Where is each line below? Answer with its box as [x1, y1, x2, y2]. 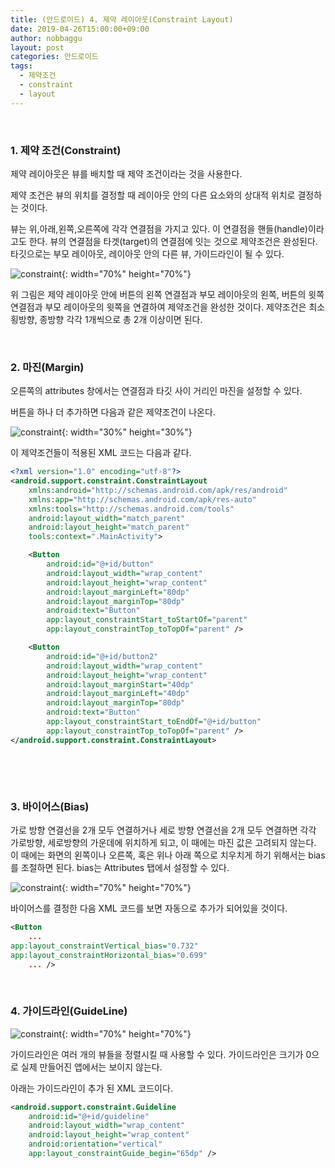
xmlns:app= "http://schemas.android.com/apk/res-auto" [28, 494, 257, 505]
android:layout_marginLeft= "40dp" [46, 689, 190, 699]
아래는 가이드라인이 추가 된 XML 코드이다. [10, 1082, 173, 1094]
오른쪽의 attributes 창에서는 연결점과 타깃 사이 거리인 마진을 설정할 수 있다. [10, 385, 303, 397]
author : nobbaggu [10, 33, 83, 43]
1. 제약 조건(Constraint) [10, 143, 122, 157]
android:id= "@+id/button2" [46, 651, 159, 661]
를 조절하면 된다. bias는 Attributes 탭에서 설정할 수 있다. [10, 862, 230, 874]
